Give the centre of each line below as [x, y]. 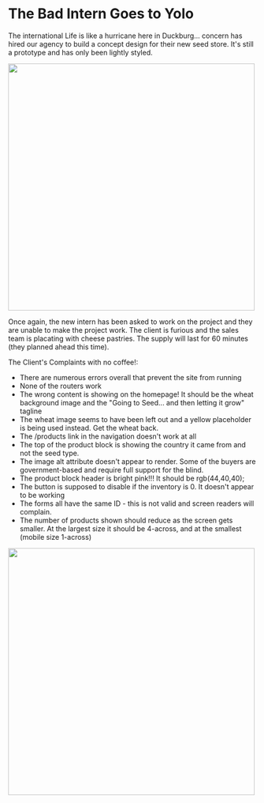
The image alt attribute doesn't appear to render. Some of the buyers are [138, 461]
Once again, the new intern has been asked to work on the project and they [130, 322]
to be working [42, 495]
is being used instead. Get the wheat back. [89, 428]
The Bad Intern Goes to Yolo [101, 14]
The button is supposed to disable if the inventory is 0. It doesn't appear [137, 486]
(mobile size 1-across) [56, 537]
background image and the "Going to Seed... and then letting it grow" [132, 402]
